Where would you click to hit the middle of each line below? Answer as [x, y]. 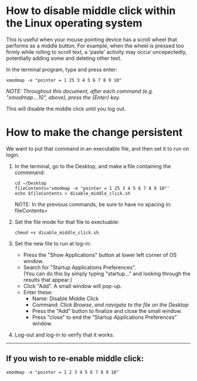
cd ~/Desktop [30, 183]
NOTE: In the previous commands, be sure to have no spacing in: [93, 204]
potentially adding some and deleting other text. [64, 58]
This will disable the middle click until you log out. [66, 108]
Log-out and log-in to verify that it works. [64, 335]
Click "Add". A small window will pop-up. [72, 286]
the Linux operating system [74, 23]
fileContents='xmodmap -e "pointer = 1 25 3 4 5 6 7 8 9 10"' [92, 188]
